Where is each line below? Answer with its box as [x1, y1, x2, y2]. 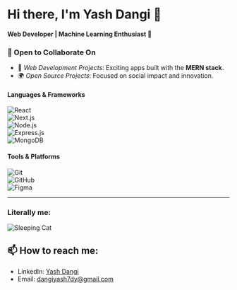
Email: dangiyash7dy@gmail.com [17, 274, 114, 283]
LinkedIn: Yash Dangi [17, 267, 79, 275]
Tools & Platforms [7, 152, 61, 161]
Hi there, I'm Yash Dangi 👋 [7, 6, 162, 23]
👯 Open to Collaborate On [7, 47, 97, 57]
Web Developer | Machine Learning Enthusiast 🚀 [7, 30, 152, 38]
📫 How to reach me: [7, 245, 99, 257]
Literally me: [7, 207, 51, 217]
